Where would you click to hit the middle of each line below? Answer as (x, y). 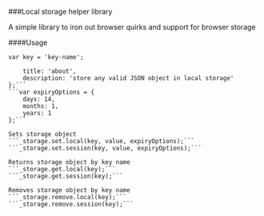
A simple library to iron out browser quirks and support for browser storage (132, 27)
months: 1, (41, 106)
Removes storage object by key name (69, 190)
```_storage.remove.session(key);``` (71, 204)
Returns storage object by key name (69, 162)
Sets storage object (43, 134)
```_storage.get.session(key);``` (66, 176)
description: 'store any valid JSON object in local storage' (128, 78)
